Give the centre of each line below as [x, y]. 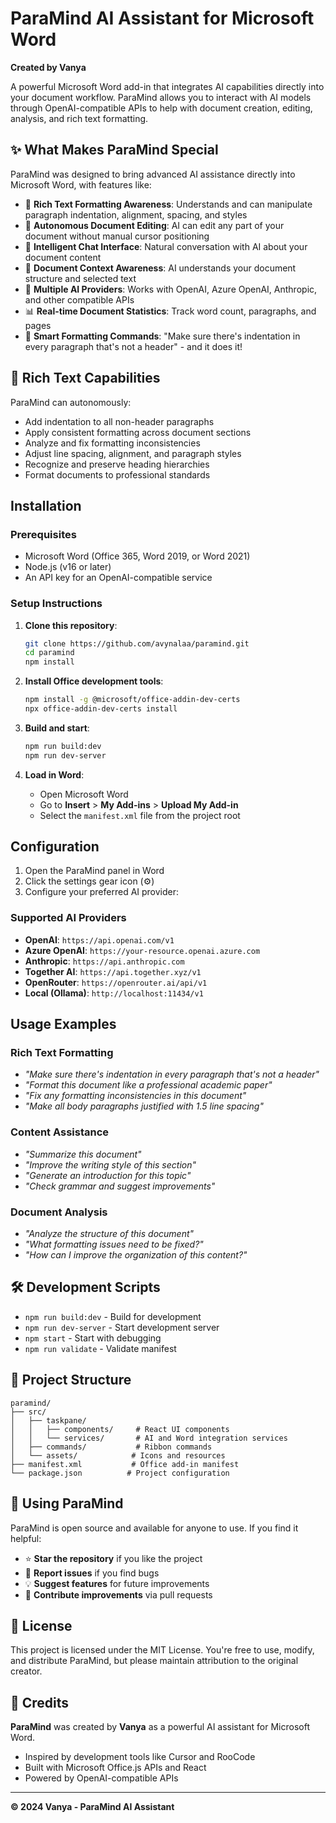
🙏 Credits [40, 1702]
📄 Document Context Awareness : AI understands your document [160, 268]
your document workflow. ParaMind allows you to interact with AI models [161, 97]
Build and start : [57, 728]
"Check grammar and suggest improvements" [120, 1186]
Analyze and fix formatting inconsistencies [112, 443]
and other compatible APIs [79, 299]
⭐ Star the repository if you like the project [113, 1558]
